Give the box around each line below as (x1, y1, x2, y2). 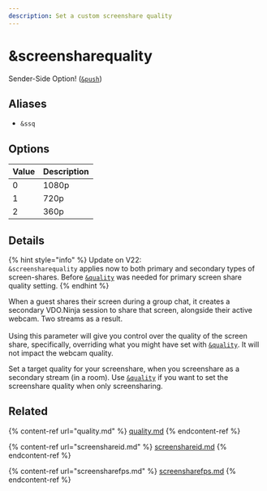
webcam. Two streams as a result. (8, 314, 123, 323)
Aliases (8, 96, 47, 110)
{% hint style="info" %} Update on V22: (8, 255, 142, 264)
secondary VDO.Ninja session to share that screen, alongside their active (8, 305, 253, 314)
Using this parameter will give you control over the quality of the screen (8, 331, 248, 340)
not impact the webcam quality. (8, 348, 114, 357)
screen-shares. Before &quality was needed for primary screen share (8, 272, 242, 282)
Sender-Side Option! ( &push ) (8, 74, 103, 83)
